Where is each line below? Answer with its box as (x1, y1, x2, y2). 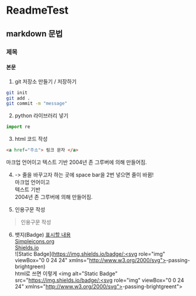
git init (6, 89, 28, 95)
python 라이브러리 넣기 (14, 112, 69, 119)
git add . (6, 95, 31, 101)
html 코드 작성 (14, 136, 48, 143)
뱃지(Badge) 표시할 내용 (14, 231, 71, 239)
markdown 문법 (6, 28, 63, 38)
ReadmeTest (6, 4, 69, 17)
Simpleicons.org (14, 238, 55, 245)
